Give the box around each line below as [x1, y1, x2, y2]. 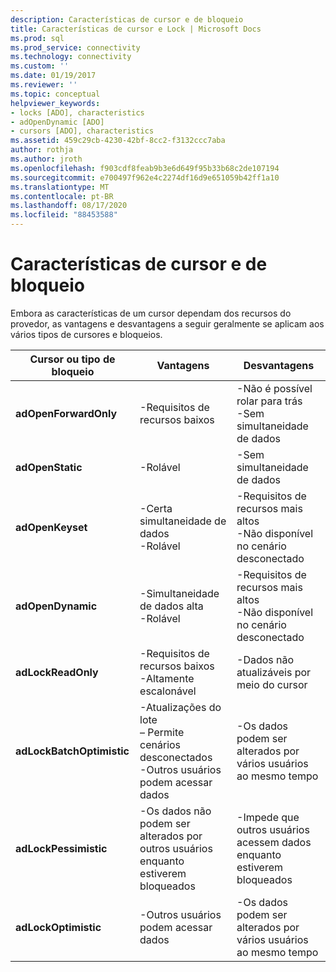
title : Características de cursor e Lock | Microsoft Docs [10, 24, 262, 34]
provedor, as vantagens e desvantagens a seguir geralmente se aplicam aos [10, 317, 325, 330]
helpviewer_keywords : [10, 98, 101, 108]
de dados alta [139, 599, 204, 613]
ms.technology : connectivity [10, 52, 132, 62]
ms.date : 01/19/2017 [10, 71, 97, 81]
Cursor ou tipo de [29, 352, 116, 366]
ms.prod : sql [10, 33, 65, 43]
